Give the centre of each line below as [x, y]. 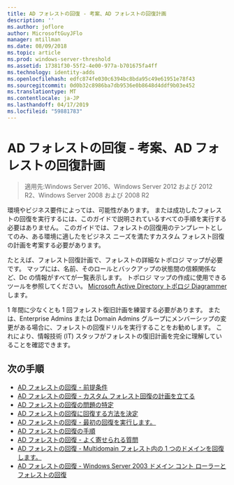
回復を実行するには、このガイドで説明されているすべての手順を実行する [123, 218]
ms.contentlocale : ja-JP [43, 99]
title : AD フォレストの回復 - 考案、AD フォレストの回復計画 [87, 14]
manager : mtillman [34, 40]
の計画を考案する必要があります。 [56, 245]
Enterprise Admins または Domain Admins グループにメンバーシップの [120, 318]
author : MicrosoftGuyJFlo [45, 33]
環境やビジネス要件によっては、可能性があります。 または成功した [102, 210]
